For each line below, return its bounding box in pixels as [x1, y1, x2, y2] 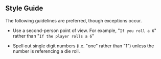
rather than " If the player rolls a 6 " [12, 33, 95, 39]
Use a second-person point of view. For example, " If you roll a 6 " [12, 27, 157, 34]
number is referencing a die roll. [12, 48, 80, 54]
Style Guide [5, 4, 43, 13]
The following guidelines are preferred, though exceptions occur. [5, 17, 142, 23]
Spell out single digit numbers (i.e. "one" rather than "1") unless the [12, 43, 154, 49]
